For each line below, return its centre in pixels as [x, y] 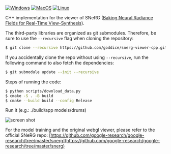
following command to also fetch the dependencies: [60, 63]
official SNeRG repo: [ [28, 135]
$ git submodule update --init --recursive [52, 72]
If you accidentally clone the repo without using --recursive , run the [77, 57]
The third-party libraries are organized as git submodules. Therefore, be [81, 33]
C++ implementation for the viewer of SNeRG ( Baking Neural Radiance [79, 18]
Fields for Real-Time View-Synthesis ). [45, 23]
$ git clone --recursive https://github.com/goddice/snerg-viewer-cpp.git [86, 48]
